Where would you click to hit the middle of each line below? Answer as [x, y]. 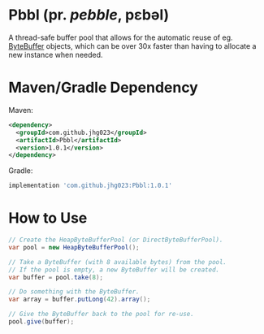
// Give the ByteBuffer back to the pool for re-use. [102, 314]
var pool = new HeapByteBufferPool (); [74, 247]
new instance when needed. [56, 54]
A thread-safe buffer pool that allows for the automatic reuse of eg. [121, 37]
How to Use [48, 218]
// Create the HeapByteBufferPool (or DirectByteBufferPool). [116, 240]
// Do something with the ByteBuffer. [74, 292]
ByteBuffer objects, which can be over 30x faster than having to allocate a [132, 46]
